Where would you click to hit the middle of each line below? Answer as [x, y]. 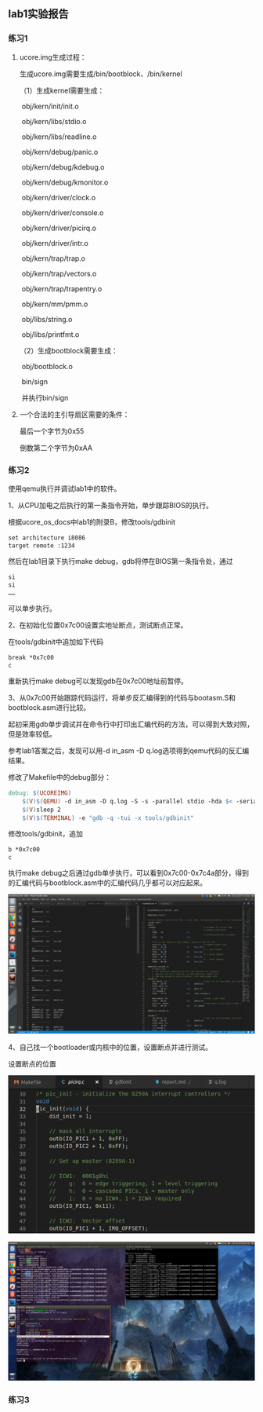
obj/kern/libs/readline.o [59, 137]
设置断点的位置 [32, 1063]
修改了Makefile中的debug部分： [60, 777]
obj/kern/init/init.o [50, 106]
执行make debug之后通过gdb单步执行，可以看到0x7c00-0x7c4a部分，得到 [128, 873]
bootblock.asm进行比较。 [49, 707]
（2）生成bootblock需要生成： [69, 350]
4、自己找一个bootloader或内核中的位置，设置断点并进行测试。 [110, 1047]
